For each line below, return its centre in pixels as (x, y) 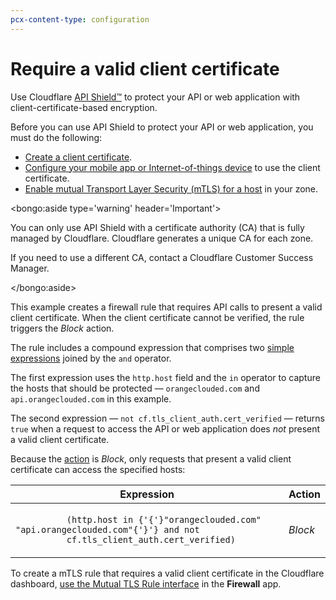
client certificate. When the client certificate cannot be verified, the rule (157, 317)
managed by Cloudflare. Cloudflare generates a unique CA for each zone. (162, 238)
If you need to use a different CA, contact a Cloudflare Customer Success (162, 257)
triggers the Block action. (62, 328)
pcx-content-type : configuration (80, 19)
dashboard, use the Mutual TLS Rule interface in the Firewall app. (146, 583)
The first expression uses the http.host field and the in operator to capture (165, 377)
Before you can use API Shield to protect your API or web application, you (162, 127)
